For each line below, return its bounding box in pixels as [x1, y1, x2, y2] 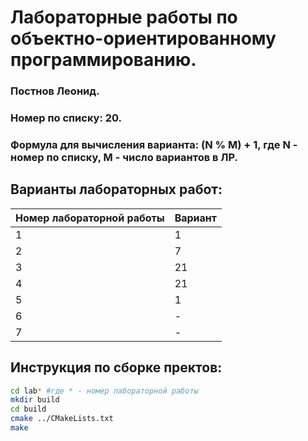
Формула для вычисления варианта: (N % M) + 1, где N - [10, 137, 298, 151]
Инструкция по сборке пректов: [10, 359, 223, 376]
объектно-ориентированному [10, 27, 277, 50]
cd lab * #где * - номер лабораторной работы [10, 386, 199, 396]
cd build [10, 404, 47, 415]
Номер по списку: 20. [10, 111, 123, 125]
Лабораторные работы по [10, 6, 238, 29]
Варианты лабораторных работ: [10, 181, 223, 198]
